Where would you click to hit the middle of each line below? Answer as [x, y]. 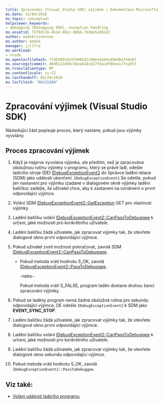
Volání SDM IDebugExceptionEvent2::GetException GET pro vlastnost [82, 203]
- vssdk [13, 55]
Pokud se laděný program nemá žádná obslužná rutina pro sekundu [81, 300]
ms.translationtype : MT [30, 69]
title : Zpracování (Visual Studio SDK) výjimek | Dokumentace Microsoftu [82, 10]
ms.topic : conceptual [27, 19]
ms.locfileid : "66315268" [32, 82]
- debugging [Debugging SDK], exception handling [57, 28]
